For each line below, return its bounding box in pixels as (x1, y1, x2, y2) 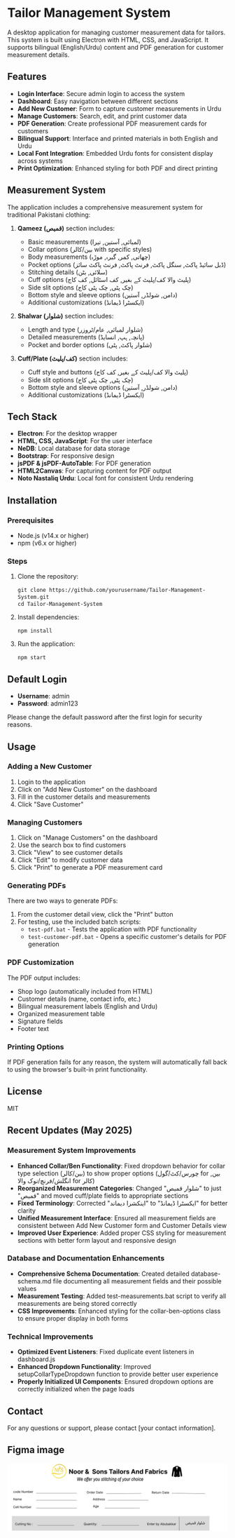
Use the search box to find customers (17, 841, 127, 849)
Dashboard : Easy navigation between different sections (17, 97, 178, 105)
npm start (17, 654, 47, 661)
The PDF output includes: (7, 973, 80, 982)
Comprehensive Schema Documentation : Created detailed (17, 1269, 190, 1278)
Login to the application (17, 777, 86, 786)
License (7, 1086, 43, 1098)
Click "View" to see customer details (17, 849, 123, 857)
